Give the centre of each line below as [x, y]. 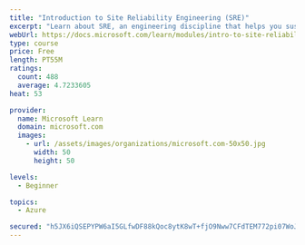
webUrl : [24, 34]
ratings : [26, 69]
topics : [24, 202]
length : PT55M [36, 60]
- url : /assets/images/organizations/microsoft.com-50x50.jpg [146, 144]
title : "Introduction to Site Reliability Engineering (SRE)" [129, 18]
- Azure [32, 211]
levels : [24, 177]
